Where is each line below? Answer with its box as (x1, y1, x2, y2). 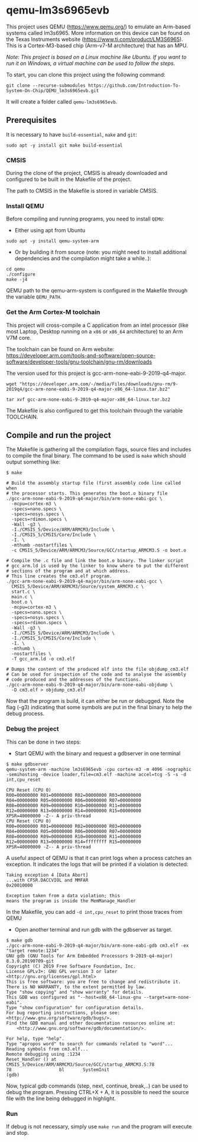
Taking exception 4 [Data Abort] (6, 872, 89, 878)
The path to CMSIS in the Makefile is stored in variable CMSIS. (6, 187, 158, 194)
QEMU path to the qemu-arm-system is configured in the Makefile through (6, 287, 188, 294)
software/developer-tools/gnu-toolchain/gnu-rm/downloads (6, 358, 152, 365)
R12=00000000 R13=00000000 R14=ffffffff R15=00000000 (6, 839, 142, 845)
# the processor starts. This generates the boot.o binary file (6, 491, 168, 497)
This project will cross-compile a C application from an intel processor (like (6, 322, 189, 329)
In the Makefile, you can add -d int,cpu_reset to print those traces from (6, 908, 183, 915)
